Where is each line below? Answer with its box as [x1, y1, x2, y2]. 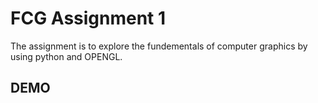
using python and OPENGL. [10, 50, 123, 62]
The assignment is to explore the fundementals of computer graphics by [10, 40, 308, 52]
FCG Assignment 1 [10, 7, 167, 30]
